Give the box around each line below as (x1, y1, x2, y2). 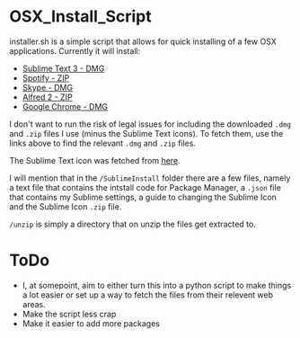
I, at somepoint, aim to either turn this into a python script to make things (22, 280, 292, 290)
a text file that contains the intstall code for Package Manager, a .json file (9, 182, 281, 192)
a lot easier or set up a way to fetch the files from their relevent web (22, 289, 274, 300)
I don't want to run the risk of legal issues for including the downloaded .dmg (9, 119, 292, 129)
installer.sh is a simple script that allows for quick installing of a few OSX (9, 36, 277, 47)
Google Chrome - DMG (22, 101, 108, 111)
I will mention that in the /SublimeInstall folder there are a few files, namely (9, 173, 291, 183)
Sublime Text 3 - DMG (22, 63, 105, 74)
